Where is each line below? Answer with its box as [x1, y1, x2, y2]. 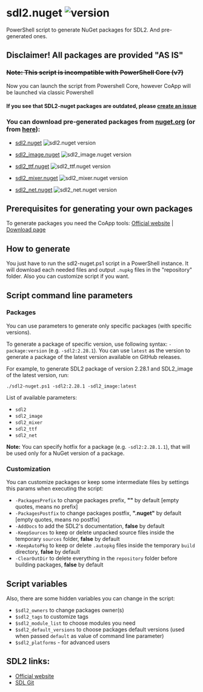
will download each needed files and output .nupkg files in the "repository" [6, 266, 193, 274]
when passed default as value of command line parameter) [15, 632, 164, 639]
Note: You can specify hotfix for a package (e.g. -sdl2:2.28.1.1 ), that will [6, 443, 190, 450]
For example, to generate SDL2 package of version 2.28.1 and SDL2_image [6, 364, 193, 372]
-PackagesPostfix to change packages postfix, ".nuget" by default [15, 509, 182, 517]
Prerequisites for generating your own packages [6, 203, 193, 213]
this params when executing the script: [6, 485, 104, 492]
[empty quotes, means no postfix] [15, 516, 100, 523]
